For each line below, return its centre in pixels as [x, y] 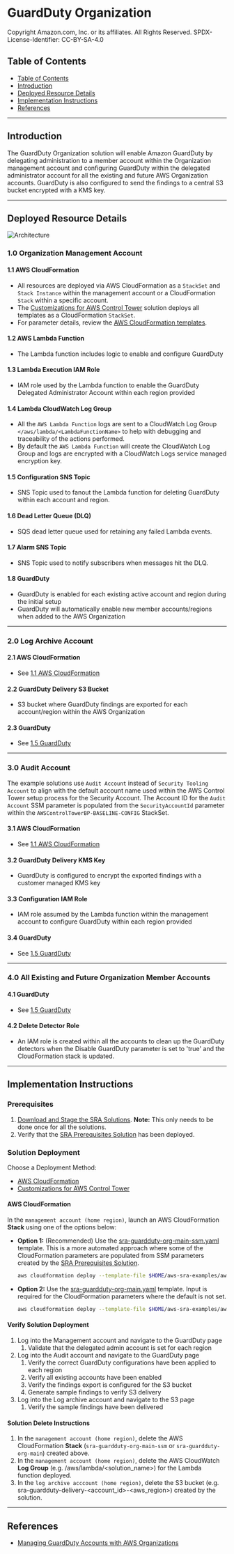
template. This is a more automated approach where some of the [110, 1248]
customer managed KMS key [59, 883]
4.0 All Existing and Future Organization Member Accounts [109, 978]
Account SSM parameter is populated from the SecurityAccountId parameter [116, 805]
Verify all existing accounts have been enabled [95, 1378]
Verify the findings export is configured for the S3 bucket [110, 1385]
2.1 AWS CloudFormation [44, 658]
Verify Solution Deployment [48, 1325]
